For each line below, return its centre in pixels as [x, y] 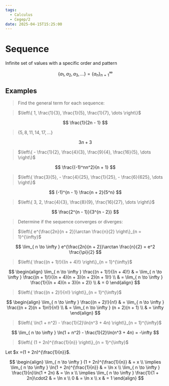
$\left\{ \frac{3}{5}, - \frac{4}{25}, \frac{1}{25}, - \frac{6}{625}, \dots [90, 177]
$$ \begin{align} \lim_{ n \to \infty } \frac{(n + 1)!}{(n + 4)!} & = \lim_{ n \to [85, 272]
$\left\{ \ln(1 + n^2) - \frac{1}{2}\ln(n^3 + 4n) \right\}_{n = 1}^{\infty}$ [90, 323]
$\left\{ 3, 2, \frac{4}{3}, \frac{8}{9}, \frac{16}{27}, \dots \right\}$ [86, 202]
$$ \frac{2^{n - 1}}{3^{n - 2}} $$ [85, 212]
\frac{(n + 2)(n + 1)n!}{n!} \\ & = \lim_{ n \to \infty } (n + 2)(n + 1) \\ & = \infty [85, 307]
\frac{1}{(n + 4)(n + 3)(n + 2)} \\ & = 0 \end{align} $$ [85, 283]
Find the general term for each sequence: [61, 103]
